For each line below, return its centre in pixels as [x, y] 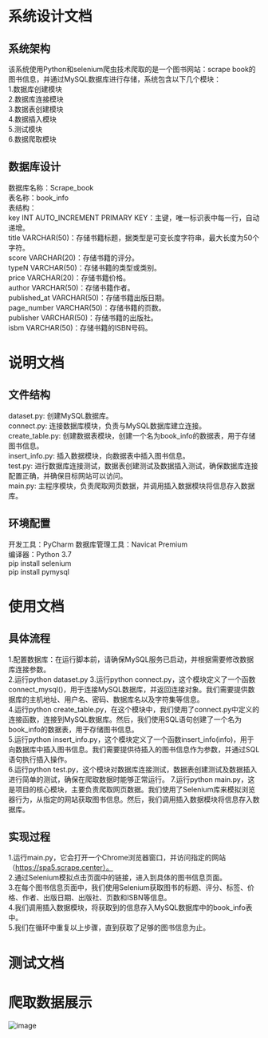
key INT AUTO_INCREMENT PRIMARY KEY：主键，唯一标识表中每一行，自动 [134, 218]
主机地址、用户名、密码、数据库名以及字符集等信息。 [116, 699]
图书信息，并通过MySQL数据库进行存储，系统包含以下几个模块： [115, 79]
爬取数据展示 [51, 1002]
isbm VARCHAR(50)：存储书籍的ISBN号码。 [81, 327]
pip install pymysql [39, 571]
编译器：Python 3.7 [40, 554]
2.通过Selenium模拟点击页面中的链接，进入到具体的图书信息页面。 [118, 878]
